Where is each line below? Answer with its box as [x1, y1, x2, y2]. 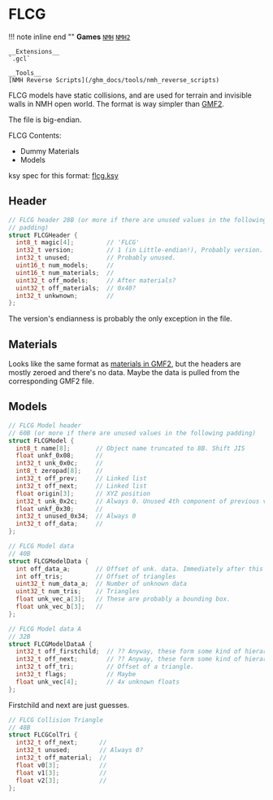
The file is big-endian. [8, 115, 82, 125]
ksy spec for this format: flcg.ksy [8, 170, 119, 180]
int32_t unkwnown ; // [15, 291, 115, 299]
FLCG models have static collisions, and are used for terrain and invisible [8, 90, 252, 100]
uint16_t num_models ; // [15, 261, 115, 269]
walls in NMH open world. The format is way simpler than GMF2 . [8, 98, 225, 108]
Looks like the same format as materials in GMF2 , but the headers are [8, 359, 241, 369]
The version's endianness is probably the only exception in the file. [8, 314, 233, 324]
